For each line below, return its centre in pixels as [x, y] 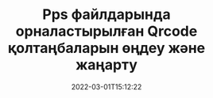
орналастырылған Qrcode [106, 31]
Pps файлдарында [106, 15]
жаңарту [106, 65]
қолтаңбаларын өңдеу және [106, 48]
